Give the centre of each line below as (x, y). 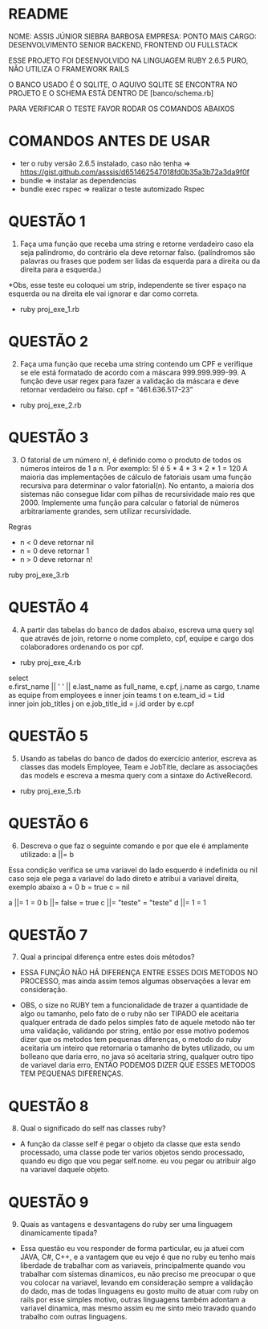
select (18, 678)
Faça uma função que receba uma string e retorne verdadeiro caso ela (137, 244)
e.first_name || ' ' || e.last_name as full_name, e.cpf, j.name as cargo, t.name (134, 686)
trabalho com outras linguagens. (73, 1317)
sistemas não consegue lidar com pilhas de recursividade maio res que (137, 494)
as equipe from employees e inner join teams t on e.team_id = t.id (116, 695)
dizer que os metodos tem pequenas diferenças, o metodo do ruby (130, 1040)
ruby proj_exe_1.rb (50, 309)
